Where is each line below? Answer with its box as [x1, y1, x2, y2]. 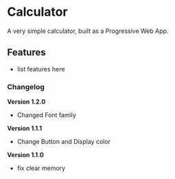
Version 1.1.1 [7, 124, 43, 132]
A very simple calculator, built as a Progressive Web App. [7, 27, 169, 35]
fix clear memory [16, 164, 66, 172]
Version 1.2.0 [7, 97, 46, 106]
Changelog [7, 82, 45, 91]
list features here [16, 64, 65, 73]
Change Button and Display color [16, 138, 111, 146]
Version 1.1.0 [7, 151, 45, 159]
